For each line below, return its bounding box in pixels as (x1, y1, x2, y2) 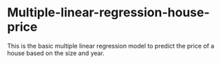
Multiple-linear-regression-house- (7, 5, 210, 20)
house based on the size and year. (7, 49, 105, 57)
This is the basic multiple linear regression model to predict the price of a (7, 42, 215, 50)
